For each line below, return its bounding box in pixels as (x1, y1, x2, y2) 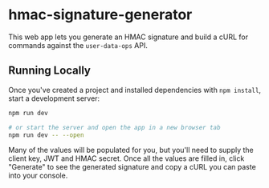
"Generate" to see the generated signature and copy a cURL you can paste (8, 162, 257, 172)
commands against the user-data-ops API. (8, 40, 149, 50)
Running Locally (8, 64, 91, 78)
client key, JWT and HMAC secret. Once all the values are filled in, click (8, 154, 245, 163)
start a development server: (8, 94, 100, 103)
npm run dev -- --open (8, 130, 84, 139)
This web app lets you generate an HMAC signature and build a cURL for (8, 32, 249, 42)
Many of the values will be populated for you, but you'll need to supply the (8, 146, 255, 155)
